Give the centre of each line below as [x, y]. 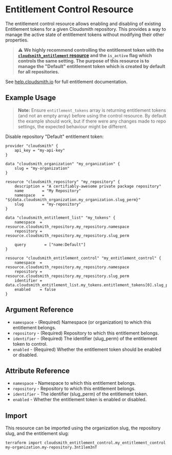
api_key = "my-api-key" [40, 150]
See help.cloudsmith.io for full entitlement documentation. [67, 82]
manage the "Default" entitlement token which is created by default [91, 66]
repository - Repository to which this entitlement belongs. [74, 389]
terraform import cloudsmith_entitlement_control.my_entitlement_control [86, 443]
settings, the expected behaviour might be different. [73, 126]
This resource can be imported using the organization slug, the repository [83, 428]
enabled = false [35, 289]
